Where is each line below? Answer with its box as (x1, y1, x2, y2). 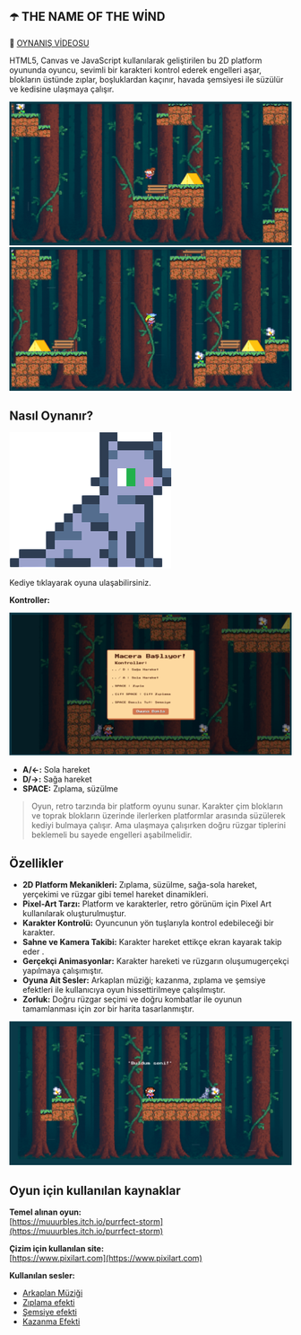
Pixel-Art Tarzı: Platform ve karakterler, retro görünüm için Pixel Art (21, 898, 271, 909)
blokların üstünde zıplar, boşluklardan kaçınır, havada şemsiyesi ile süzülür (9, 74, 284, 84)
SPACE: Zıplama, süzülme (21, 783, 118, 794)
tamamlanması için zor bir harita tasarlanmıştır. (21, 1003, 194, 1014)
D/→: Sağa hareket (21, 774, 92, 785)
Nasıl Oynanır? (9, 409, 94, 424)
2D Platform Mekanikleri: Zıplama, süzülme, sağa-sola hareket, (21, 880, 258, 890)
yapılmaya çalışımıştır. (21, 966, 104, 977)
